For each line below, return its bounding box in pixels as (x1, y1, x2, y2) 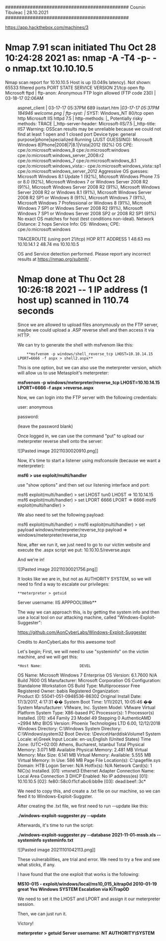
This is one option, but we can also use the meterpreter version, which (17, 364, 162, 370)
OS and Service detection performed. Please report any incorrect (17, 251, 151, 257)
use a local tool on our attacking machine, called (17, 614, 116, 620)
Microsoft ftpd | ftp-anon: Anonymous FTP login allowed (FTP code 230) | (5, 89, 156, 96)
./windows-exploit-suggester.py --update (17, 812, 107, 818)
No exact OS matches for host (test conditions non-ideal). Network (17, 216, 155, 222)
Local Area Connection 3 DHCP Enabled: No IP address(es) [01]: (17, 773, 149, 779)
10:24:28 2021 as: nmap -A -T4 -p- (5, 52, 151, 64)
